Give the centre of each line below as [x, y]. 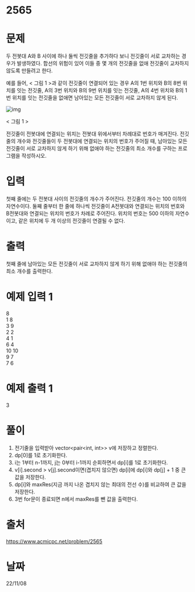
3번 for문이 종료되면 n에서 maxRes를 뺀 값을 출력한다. [76, 499]
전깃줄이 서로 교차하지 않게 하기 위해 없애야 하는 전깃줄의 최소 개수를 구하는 [91, 148]
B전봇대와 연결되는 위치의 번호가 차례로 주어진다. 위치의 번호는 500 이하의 [90, 213]
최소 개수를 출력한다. [29, 271]
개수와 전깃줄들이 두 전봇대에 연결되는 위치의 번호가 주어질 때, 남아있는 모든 [102, 141]
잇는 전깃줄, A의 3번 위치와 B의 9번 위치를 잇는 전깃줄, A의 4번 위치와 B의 [100, 91]
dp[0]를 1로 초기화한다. [41, 455]
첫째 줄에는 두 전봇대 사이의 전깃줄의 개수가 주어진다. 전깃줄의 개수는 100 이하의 [96, 199]
